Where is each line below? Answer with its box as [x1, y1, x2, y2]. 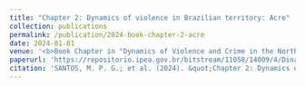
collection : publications [9, 22, 107, 31]
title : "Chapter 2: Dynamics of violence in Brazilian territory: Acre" [9, 13, 290, 23]
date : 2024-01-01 [9, 38, 75, 48]
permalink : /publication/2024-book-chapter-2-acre [9, 30, 205, 39]
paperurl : [9, 55, 47, 64]
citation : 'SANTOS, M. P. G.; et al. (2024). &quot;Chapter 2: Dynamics [9, 64, 290, 73]
